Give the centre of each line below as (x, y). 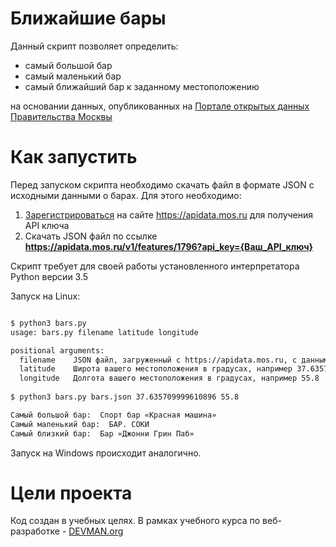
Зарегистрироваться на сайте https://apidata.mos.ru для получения (169, 214)
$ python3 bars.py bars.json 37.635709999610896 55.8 (125, 397)
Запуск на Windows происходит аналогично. (106, 453)
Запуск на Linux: (45, 296)
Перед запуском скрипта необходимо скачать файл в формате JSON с (162, 184)
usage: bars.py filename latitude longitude (104, 332)
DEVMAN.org (96, 531)
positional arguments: (57, 350)
